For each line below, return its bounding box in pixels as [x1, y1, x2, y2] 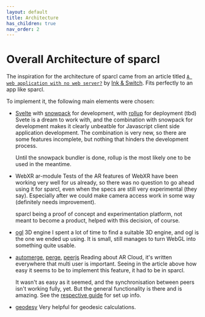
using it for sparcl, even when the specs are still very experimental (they [15, 185, 198, 193]
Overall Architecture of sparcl [6, 53, 160, 66]
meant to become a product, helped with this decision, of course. [15, 217, 181, 224]
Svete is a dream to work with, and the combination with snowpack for [15, 116, 193, 123]
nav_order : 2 [6, 26, 40, 32]
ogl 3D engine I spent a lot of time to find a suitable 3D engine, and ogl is [15, 229, 199, 236]
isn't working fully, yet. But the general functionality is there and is [15, 285, 182, 292]
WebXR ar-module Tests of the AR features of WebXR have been [15, 172, 179, 180]
